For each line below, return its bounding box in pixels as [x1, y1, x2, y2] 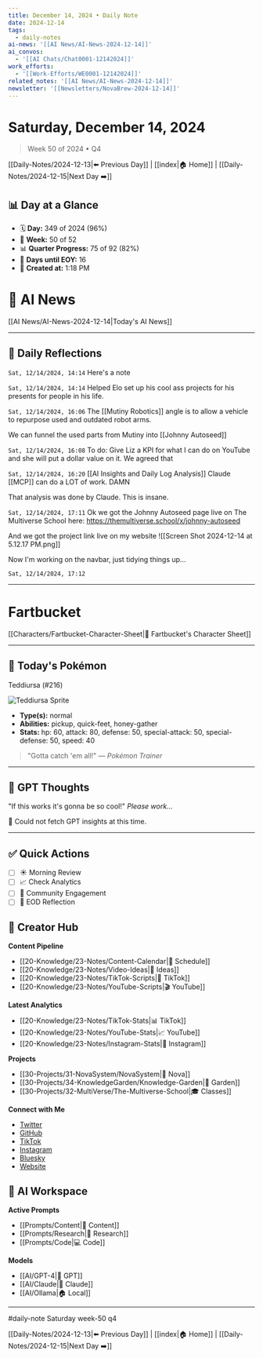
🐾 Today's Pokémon [8, 659, 107, 673]
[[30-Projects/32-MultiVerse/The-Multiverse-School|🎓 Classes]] [19, 1086, 232, 1096]
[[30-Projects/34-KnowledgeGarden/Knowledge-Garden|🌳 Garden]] [19, 1078, 240, 1087]
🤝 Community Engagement [19, 889, 106, 898]
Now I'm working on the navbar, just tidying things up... [8, 554, 186, 564]
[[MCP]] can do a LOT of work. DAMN [8, 476, 131, 487]
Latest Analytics [8, 1000, 63, 1009]
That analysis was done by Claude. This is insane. [8, 492, 169, 502]
